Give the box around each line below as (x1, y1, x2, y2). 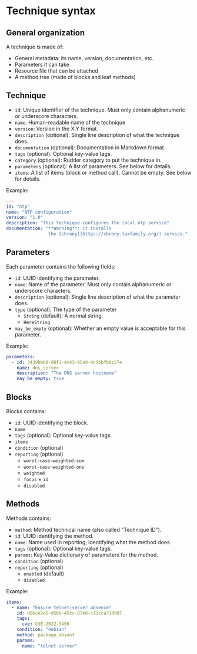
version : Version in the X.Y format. (14, 125, 99, 132)
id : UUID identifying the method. (14, 532, 94, 539)
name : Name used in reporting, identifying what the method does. (14, 538, 172, 545)
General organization (6, 28, 85, 38)
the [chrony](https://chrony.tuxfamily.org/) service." (48, 231, 188, 237)
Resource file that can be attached (14, 67, 99, 74)
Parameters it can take (14, 61, 69, 68)
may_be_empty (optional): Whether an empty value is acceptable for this (14, 325, 186, 332)
